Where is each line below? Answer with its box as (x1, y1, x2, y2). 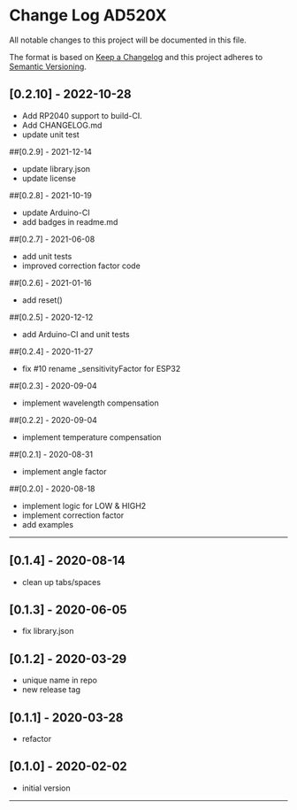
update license (21, 173, 77, 183)
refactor (21, 734, 51, 744)
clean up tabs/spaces (21, 576, 102, 587)
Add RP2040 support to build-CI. (21, 110, 143, 120)
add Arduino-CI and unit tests (21, 328, 130, 339)
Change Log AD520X (9, 5, 167, 26)
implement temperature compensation (21, 431, 162, 443)
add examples (21, 519, 73, 529)
